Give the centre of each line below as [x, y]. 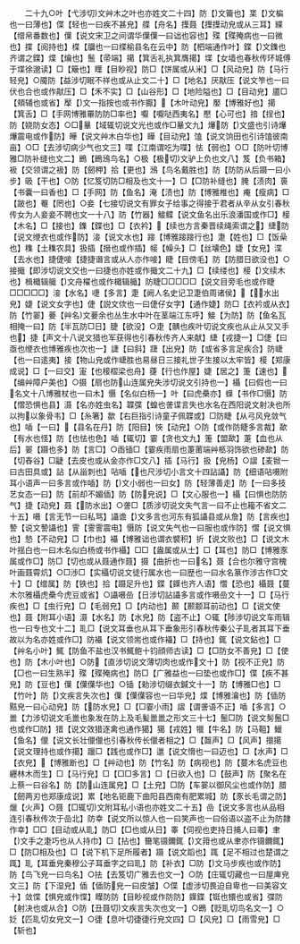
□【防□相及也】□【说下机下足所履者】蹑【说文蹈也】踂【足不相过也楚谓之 [149, 852]
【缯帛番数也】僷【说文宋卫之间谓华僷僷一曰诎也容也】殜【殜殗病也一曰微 [146, 35]
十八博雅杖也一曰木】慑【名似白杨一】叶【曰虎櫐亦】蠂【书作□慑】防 [158, 393]
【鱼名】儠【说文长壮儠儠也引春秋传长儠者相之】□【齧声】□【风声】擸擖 [146, 740]
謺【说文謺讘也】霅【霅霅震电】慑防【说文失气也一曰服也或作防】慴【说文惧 [150, 527]
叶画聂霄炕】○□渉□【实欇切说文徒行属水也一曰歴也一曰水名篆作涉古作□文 [149, 572]
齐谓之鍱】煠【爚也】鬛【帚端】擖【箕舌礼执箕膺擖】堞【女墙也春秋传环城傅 [150, 58]
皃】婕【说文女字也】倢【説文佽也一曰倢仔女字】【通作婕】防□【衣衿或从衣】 [150, 304]
